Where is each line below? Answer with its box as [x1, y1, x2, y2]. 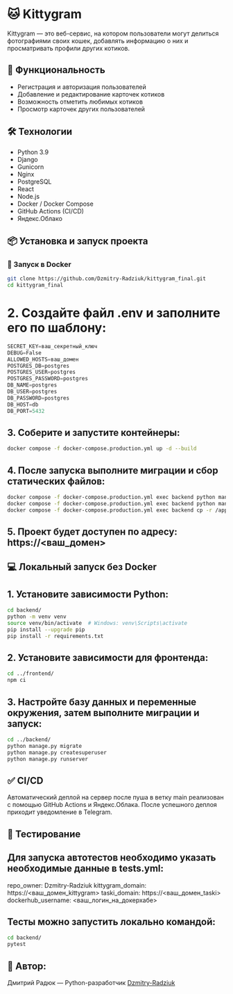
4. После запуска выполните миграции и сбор [7, 464, 218, 476]
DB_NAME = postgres [7, 382, 58, 389]
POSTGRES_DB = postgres [7, 362, 70, 369]
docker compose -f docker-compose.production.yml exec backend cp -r [7, 507, 213, 514]
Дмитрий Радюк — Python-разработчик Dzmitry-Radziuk [7, 978, 175, 986]
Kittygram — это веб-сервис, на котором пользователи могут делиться [7, 29, 219, 38]
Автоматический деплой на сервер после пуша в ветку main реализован [7, 793, 224, 801]
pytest [7, 941, 26, 948]
